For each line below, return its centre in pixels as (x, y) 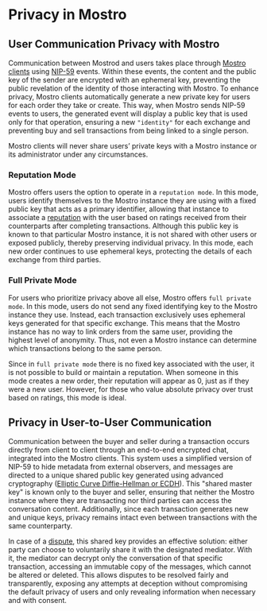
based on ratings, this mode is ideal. (68, 397)
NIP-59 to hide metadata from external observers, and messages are (121, 467)
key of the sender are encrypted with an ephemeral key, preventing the (124, 80)
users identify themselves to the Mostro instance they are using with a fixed (132, 201)
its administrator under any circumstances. (78, 154)
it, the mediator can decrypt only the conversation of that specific (116, 559)
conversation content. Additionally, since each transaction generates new (128, 509)
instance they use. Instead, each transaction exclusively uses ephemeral (127, 315)
